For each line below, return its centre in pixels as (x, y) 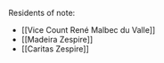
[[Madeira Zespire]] (57, 39)
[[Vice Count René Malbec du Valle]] (88, 30)
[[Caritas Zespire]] (55, 49)
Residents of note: (42, 13)
